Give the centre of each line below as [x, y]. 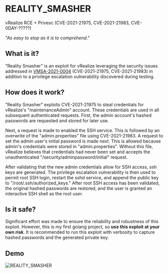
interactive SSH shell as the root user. [44, 193]
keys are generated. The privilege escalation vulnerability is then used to [80, 172]
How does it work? [35, 92]
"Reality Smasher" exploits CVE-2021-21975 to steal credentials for [75, 104]
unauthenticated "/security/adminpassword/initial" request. [67, 157]
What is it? [22, 54]
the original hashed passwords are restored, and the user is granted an [79, 188]
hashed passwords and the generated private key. [57, 238]
